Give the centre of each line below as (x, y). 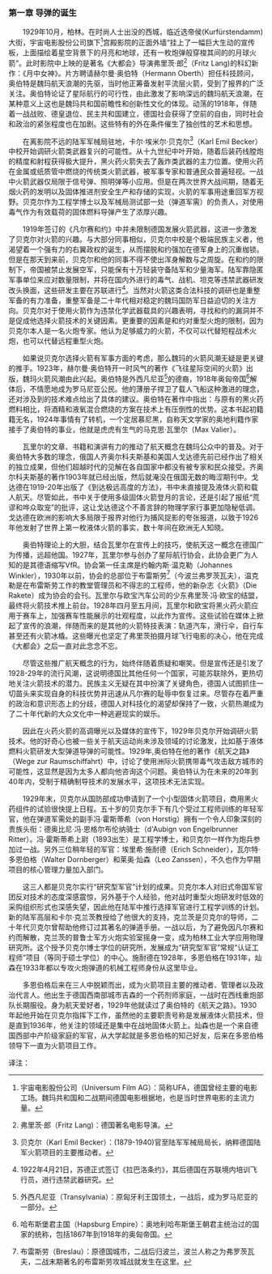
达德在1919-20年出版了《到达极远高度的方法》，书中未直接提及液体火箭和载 (134, 486)
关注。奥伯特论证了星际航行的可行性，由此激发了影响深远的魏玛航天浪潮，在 (136, 93)
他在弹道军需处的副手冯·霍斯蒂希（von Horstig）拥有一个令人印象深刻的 (142, 819)
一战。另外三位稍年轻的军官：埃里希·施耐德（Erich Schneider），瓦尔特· (141, 849)
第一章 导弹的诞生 (42, 12)
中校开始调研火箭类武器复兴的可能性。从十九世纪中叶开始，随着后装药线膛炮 (136, 151)
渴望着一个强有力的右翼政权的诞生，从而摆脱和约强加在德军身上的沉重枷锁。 (136, 249)
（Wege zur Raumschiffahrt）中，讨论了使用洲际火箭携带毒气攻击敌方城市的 (136, 762)
